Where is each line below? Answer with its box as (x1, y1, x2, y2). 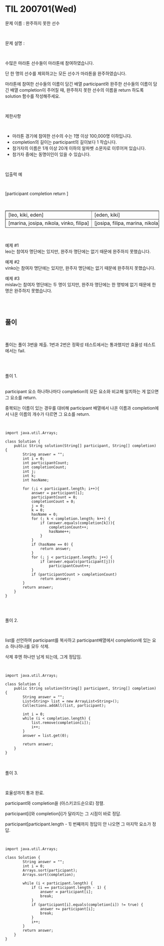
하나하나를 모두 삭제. (10, 643, 50, 649)
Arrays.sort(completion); (23, 872, 76, 877)
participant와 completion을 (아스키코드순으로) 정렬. (5, 800, 105, 806)
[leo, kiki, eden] (8, 211, 44, 218)
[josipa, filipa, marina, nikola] (94, 220, 161, 226)
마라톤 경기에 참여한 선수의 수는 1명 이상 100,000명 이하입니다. (12, 133, 132, 139)
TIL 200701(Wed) (5, 3, 77, 15)
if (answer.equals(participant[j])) (40, 559, 115, 564)
